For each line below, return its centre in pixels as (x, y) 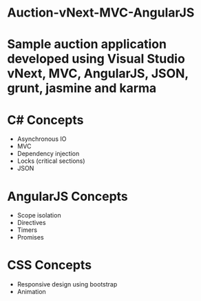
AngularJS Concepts (68, 196)
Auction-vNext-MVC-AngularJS (101, 13)
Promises (30, 237)
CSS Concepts (49, 265)
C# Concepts (45, 120)
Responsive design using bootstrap (67, 284)
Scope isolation (39, 215)
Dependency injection (48, 154)
